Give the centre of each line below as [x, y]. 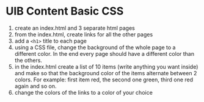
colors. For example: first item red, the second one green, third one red [104, 80]
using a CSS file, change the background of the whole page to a [95, 47]
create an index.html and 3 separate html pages [75, 28]
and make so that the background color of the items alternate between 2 [106, 73]
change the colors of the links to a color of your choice [84, 92]
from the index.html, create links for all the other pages [84, 34]
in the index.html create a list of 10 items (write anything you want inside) [106, 66]
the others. [28, 60]
